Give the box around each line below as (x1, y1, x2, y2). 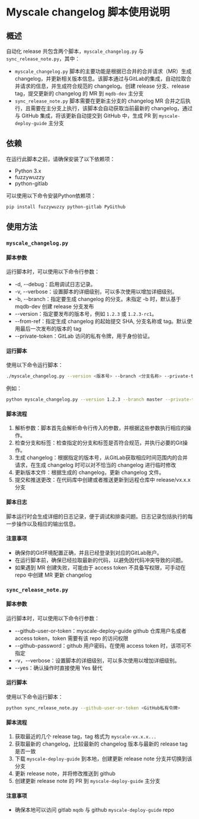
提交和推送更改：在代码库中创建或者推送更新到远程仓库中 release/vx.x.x (14, 476, 191, 484)
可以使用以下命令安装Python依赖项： (6, 192, 97, 199)
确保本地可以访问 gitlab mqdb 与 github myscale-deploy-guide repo (14, 807, 175, 814)
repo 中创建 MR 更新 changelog (14, 571, 92, 578)
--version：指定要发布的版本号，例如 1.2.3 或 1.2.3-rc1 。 (14, 311, 158, 318)
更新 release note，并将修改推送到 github (14, 770, 115, 777)
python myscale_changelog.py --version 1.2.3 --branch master (6, 396, 163, 403)
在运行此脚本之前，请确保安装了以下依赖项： (6, 155, 115, 162)
